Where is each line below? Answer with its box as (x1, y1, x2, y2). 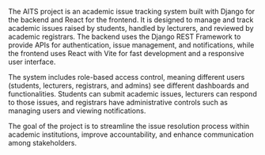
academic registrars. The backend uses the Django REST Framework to (8, 32, 241, 41)
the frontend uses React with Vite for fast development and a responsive (8, 49, 244, 58)
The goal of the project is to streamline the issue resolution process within (8, 122, 250, 130)
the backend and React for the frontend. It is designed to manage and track (8, 15, 254, 25)
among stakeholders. (8, 138, 78, 147)
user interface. (8, 57, 56, 66)
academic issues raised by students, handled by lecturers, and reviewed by (8, 24, 255, 32)
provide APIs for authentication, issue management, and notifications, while (8, 40, 255, 50)
